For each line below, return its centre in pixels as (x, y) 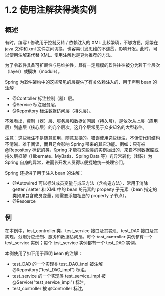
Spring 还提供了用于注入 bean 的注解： (45, 173)
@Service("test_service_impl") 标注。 (50, 282)
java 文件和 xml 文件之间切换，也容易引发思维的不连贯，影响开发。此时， (79, 49)
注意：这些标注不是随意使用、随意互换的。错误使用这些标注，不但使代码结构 (82, 138)
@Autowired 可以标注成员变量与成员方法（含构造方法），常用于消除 (80, 183)
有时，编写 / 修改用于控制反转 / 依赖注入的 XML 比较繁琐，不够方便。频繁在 (82, 43)
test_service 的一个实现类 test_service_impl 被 (59, 276)
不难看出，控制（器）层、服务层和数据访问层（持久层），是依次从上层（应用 (82, 121)
